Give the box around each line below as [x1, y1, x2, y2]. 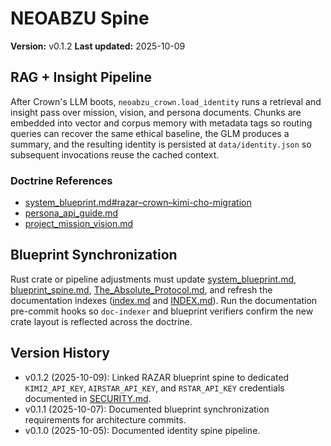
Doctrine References [10, 173, 113, 187]
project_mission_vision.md [24, 218, 134, 230]
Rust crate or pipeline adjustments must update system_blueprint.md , [10, 273, 297, 285]
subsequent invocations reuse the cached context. [10, 148, 220, 161]
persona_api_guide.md [24, 207, 119, 219]
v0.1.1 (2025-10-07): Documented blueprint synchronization [24, 403, 270, 415]
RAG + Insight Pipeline [10, 69, 152, 86]
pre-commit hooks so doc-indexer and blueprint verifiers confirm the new [10, 305, 314, 317]
